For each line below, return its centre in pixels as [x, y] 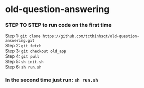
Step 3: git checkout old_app [36, 51]
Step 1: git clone [23, 36]
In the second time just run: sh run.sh [52, 80]
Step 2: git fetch [23, 46]
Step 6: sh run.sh [23, 67]
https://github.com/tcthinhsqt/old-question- [91, 36]
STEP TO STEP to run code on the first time [58, 25]
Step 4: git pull [22, 56]
